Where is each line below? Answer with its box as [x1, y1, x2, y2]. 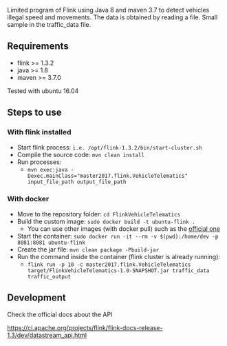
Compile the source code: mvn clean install [17, 150, 145, 159]
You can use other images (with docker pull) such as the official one [27, 224, 220, 233]
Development [7, 292, 67, 304]
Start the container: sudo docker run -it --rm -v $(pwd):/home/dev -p [17, 232, 219, 240]
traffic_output [27, 273, 71, 280]
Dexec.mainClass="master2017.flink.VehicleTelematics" [27, 172, 188, 179]
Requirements [7, 41, 69, 52]
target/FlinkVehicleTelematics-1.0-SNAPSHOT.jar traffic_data [27, 267, 210, 274]
